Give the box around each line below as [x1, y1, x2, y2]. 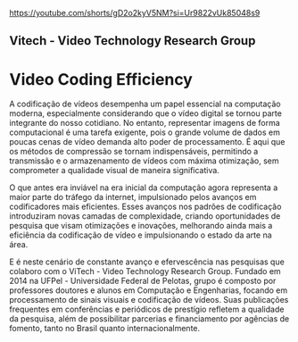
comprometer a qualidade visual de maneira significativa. [9, 165, 220, 176]
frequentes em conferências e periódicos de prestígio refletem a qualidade [9, 304, 285, 315]
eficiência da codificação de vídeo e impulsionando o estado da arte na [9, 229, 272, 240]
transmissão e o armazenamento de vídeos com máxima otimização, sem [9, 155, 279, 166]
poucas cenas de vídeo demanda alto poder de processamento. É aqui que [9, 137, 286, 147]
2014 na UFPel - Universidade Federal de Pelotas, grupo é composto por [9, 276, 277, 287]
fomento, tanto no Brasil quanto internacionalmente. [9, 323, 201, 334]
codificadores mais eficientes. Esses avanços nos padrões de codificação [9, 201, 282, 213]
